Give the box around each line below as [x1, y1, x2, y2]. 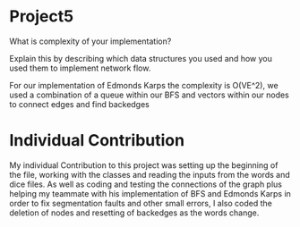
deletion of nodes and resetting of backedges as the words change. [9, 207, 260, 218]
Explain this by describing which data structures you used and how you [9, 53, 273, 63]
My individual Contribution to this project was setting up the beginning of [9, 159, 279, 171]
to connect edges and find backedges [9, 98, 150, 109]
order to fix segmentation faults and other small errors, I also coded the [9, 198, 273, 208]
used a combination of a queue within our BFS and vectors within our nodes [9, 89, 289, 100]
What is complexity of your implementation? [9, 36, 172, 46]
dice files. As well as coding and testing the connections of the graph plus [9, 179, 282, 189]
